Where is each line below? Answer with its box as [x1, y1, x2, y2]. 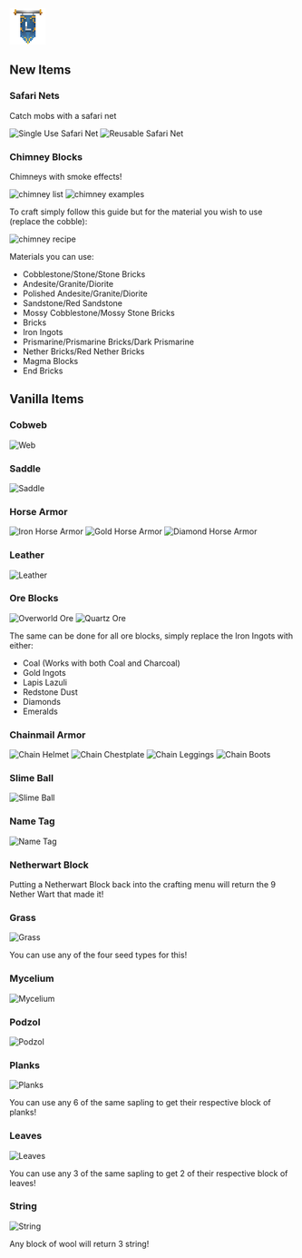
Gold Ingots [22, 667, 66, 678]
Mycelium [9, 972, 54, 985]
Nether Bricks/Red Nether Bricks [22, 345, 145, 357]
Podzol [9, 1015, 41, 1028]
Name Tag [9, 815, 56, 827]
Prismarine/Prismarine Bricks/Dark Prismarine [22, 336, 195, 347]
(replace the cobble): [9, 215, 88, 226]
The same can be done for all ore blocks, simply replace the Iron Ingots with [9, 630, 293, 641]
